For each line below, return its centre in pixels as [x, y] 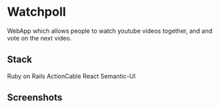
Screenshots [35, 97]
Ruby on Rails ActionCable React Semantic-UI [71, 76]
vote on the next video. [40, 38]
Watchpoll [36, 12]
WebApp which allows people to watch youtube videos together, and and [110, 31]
